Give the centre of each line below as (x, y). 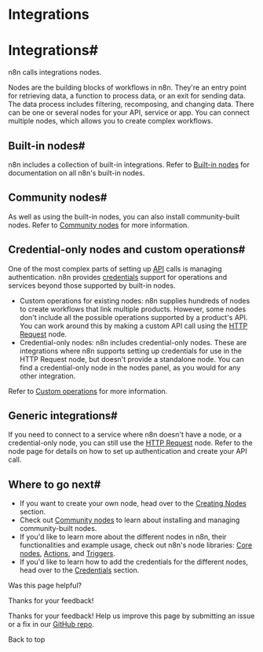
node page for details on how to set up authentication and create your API (128, 451)
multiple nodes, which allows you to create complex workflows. (111, 121)
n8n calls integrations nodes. (55, 72)
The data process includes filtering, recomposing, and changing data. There (131, 105)
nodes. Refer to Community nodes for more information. (99, 225)
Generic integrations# (63, 416)
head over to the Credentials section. (79, 570)
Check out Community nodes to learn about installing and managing (130, 520)
